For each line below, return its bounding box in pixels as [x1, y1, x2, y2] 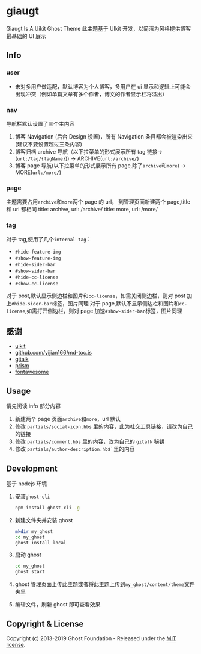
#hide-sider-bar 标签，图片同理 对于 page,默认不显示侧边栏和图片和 [11, 299, 179, 307]
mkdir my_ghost [14, 528, 53, 534]
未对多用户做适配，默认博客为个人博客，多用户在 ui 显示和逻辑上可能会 [14, 83, 191, 90]
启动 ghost [14, 551, 41, 558]
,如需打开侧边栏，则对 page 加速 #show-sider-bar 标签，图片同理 [25, 307, 182, 314]
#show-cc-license [14, 281, 59, 287]
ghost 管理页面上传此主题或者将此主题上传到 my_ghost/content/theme [14, 581, 185, 588]
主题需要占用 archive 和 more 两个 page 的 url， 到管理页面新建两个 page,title [6, 198, 191, 205]
